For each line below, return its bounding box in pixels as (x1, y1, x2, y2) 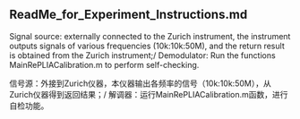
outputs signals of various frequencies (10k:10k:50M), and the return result (9, 40, 285, 51)
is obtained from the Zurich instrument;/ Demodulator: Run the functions (9, 49, 276, 61)
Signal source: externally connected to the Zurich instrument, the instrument (9, 30, 291, 41)
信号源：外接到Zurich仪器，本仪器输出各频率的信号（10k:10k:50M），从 (9, 78, 271, 89)
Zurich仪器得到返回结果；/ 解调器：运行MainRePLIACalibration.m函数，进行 (9, 89, 288, 99)
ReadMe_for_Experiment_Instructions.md (9, 7, 248, 22)
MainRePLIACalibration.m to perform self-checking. (9, 59, 200, 70)
